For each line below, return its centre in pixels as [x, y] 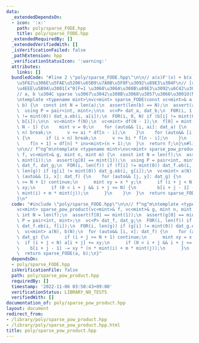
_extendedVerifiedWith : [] [45, 45]
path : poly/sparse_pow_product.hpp [55, 276]
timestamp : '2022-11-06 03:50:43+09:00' [62, 287]
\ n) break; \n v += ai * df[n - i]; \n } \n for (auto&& [100, 133]
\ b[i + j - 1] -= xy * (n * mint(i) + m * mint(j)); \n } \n [103, 248]
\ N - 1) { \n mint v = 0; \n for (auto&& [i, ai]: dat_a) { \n [102, 127]
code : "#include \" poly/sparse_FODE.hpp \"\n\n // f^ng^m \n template [95, 204]
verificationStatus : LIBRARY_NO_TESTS [60, 292]
